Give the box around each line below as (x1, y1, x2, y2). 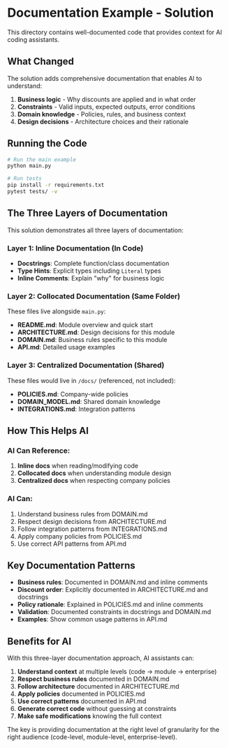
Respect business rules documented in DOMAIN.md (17, 675, 170, 683)
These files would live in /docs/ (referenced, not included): (7, 376, 176, 384)
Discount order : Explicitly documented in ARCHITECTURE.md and (17, 585, 208, 594)
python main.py (7, 163, 52, 170)
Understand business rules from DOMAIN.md (17, 509, 148, 518)
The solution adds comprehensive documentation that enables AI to (7, 74, 202, 82)
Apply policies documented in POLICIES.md (17, 689, 145, 698)
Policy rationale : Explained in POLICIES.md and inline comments (17, 600, 204, 608)
